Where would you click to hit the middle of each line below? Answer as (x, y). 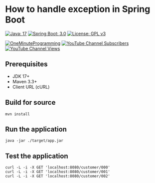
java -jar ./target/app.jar (34, 141)
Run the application (36, 129)
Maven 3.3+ (25, 81)
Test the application (37, 156)
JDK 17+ (21, 76)
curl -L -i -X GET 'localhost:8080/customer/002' (58, 176)
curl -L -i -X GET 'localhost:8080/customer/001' (58, 172)
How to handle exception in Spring (78, 9)
